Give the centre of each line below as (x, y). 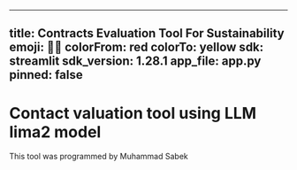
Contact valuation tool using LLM (133, 113)
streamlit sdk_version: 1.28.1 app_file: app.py (135, 62)
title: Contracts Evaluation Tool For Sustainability (147, 33)
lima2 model (55, 131)
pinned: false (46, 75)
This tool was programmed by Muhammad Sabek (99, 157)
